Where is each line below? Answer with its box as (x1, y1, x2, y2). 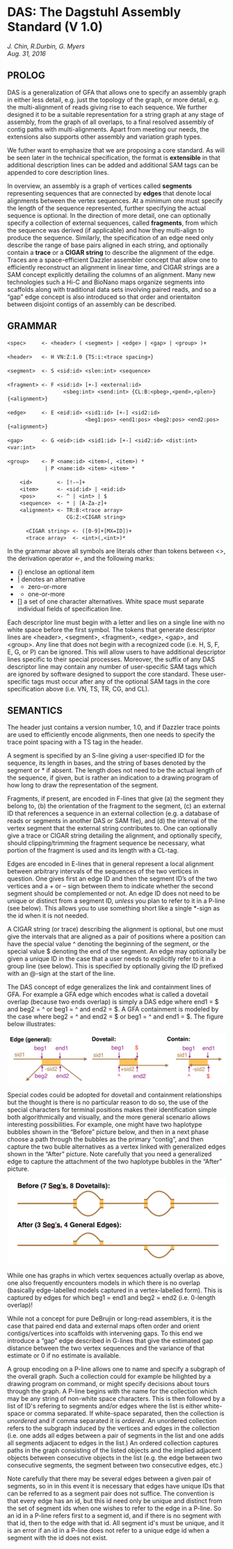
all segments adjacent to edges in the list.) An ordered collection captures (7, 1438, 219, 1447)
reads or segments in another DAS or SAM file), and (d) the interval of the (7, 817, 218, 825)
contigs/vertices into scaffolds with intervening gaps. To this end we (7, 1329, 203, 1337)
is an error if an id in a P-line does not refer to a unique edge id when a (7, 1526, 210, 1534)
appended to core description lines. (7, 168, 109, 176)
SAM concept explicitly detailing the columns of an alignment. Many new (7, 270, 216, 278)
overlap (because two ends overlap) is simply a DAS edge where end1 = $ (7, 998, 219, 1006)
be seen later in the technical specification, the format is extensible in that (7, 153, 220, 162)
